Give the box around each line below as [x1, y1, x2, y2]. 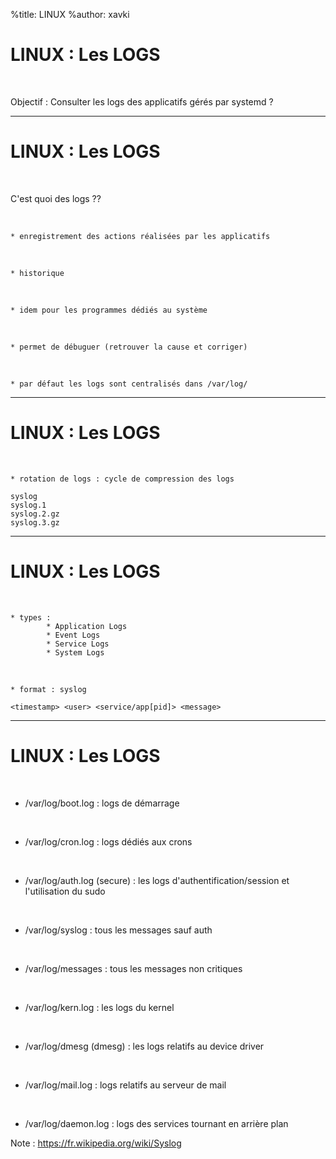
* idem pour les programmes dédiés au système [10, 305, 208, 315]
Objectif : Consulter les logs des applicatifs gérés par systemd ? [10, 95, 274, 108]
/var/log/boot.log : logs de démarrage [24, 797, 180, 809]
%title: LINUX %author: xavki [10, 9, 130, 20]
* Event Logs [46, 630, 101, 640]
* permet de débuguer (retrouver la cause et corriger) [10, 342, 248, 352]
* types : [10, 612, 52, 623]
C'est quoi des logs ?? [10, 192, 102, 204]
